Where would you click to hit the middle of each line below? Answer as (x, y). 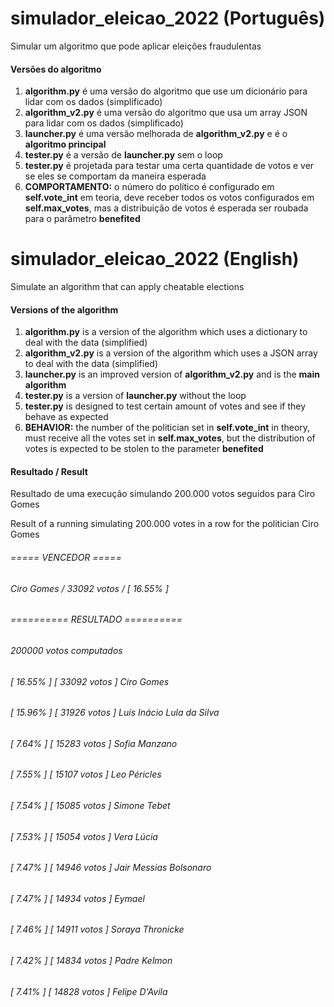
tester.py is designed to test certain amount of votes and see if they (165, 406)
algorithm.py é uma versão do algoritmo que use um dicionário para (166, 91)
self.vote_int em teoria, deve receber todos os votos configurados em (169, 198)
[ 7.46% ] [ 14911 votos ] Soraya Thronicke (97, 929)
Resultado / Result (49, 471)
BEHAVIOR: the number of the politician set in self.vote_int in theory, (167, 428)
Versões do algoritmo (56, 69)
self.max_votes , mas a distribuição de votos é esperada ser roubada (166, 208)
